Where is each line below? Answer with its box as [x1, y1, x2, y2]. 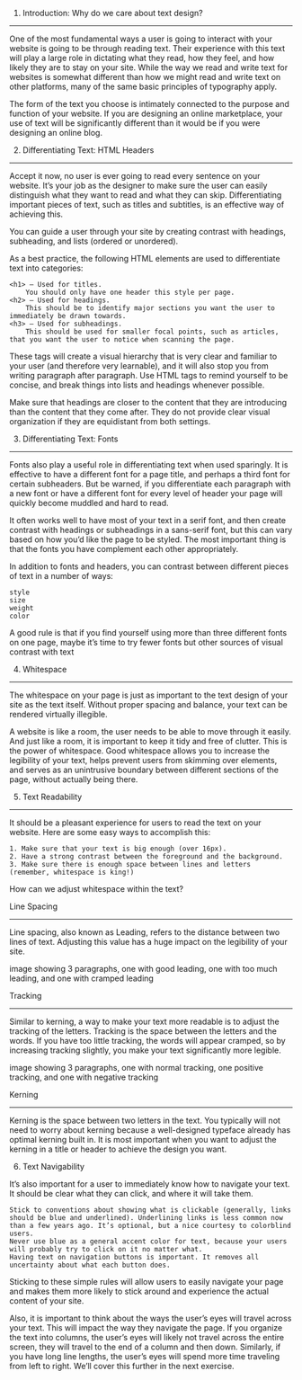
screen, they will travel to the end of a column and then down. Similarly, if [9, 1341, 281, 1352]
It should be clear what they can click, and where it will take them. [9, 1189, 253, 1198]
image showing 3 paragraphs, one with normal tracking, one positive [9, 1063, 263, 1073]
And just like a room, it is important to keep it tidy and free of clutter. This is [9, 736, 288, 746]
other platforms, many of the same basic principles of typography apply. [9, 81, 277, 92]
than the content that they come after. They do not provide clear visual [9, 406, 271, 417]
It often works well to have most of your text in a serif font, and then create [9, 515, 286, 525]
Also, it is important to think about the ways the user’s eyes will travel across [9, 1313, 292, 1323]
